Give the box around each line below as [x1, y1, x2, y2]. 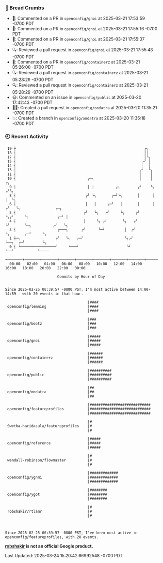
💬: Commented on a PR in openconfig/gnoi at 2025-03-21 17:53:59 [12, 16, 145, 21]
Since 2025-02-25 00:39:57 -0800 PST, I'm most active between [5, 287, 136, 292]
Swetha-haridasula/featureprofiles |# [7, 423, 92, 428]
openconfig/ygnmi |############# [7, 475, 118, 480]
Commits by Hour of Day [57, 274, 105, 279]
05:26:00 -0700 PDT [12, 64, 54, 70]
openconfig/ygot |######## [7, 492, 108, 497]
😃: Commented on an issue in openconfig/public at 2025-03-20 [12, 95, 142, 101]
